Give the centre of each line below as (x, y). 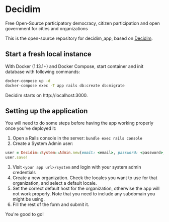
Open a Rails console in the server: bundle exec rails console (77, 138)
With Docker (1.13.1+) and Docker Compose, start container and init (74, 66)
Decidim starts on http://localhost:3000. (47, 95)
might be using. (29, 199)
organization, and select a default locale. (55, 183)
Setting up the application (47, 111)
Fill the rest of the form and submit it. (51, 204)
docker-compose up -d (28, 81)
